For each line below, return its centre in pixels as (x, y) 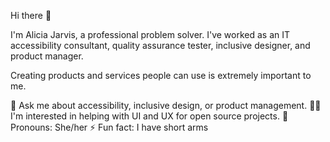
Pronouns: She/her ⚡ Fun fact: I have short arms (109, 127)
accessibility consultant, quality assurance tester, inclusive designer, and (160, 45)
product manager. (47, 56)
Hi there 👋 (31, 15)
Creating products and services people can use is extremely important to (161, 75)
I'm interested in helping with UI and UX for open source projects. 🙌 (149, 116)
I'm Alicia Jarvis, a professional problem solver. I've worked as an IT (150, 34)
